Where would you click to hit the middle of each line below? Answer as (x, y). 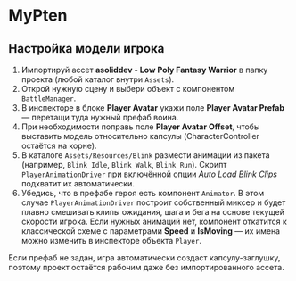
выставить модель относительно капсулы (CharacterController (140, 136)
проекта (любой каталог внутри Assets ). (98, 79)
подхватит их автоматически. (78, 183)
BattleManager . (49, 98)
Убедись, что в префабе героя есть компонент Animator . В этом (143, 193)
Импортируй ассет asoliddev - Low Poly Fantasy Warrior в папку (144, 70)
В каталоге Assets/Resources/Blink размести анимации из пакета (145, 155)
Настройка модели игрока (86, 49)
